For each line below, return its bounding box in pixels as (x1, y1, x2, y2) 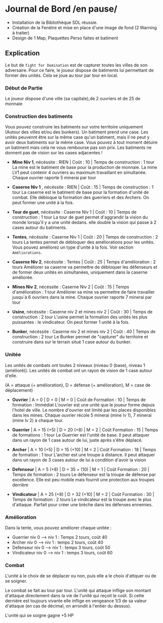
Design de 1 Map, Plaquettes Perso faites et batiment (12, 35, 118, 41)
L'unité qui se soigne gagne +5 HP (5, 612, 74, 619)
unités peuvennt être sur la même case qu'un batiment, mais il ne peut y (5, 134, 150, 140)
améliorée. (12, 275, 34, 280)
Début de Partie (5, 84, 43, 91)
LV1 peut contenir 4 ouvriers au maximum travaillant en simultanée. (12, 169, 147, 176)
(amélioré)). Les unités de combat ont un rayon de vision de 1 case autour (5, 367, 152, 373)
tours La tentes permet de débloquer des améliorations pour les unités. (12, 239, 155, 245)
